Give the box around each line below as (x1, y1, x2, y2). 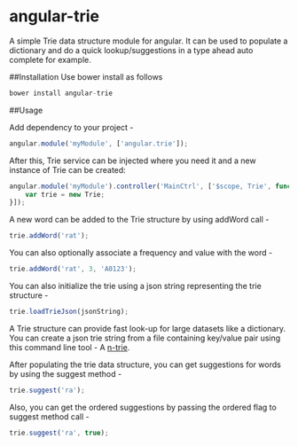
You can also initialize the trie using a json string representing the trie (9, 281, 262, 292)
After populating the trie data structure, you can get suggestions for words (9, 359, 281, 370)
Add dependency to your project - (9, 121, 134, 132)
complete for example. (9, 54, 91, 65)
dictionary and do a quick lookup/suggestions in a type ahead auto (9, 44, 254, 55)
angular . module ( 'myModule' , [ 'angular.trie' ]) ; (9, 139, 189, 148)
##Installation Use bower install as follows (9, 71, 163, 82)
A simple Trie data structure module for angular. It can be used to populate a (9, 35, 288, 46)
